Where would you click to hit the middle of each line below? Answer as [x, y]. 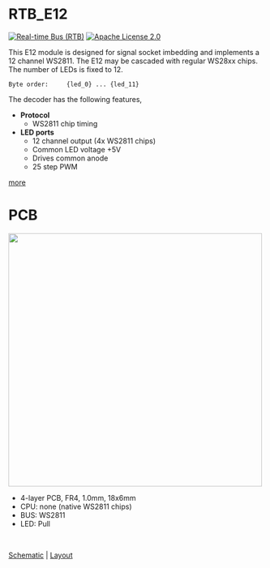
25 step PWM [55, 166]
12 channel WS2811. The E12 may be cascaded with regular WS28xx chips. [133, 61]
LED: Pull [35, 523]
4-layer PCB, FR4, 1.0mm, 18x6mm [78, 498]
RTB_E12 [38, 14]
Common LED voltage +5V [77, 149]
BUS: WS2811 [43, 515]
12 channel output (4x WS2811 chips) [94, 141]
